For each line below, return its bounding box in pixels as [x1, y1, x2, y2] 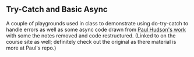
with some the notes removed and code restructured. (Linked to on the [6, 32, 176, 39]
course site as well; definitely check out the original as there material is [6, 38, 177, 45]
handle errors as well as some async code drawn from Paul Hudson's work [6, 26, 186, 33]
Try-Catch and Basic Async [6, 5, 108, 14]
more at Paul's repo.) [6, 44, 57, 51]
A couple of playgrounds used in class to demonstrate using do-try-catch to [6, 20, 189, 26]
